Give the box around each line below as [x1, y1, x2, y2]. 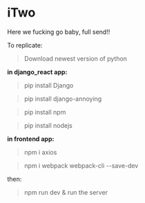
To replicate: [7, 41, 43, 49]
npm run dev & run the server [23, 188, 108, 196]
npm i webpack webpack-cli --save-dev [23, 161, 139, 170]
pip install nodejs [23, 121, 72, 129]
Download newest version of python [23, 54, 128, 63]
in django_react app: [7, 68, 68, 76]
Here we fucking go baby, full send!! [7, 28, 110, 36]
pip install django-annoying [23, 95, 102, 103]
